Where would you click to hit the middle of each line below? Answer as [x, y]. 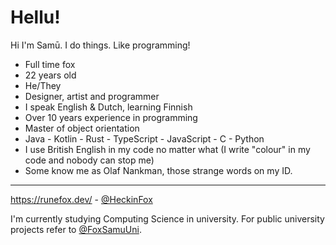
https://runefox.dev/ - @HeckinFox [81, 199]
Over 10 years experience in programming [111, 117]
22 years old [50, 75]
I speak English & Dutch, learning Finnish [108, 107]
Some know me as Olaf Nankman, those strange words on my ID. [158, 170]
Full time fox [50, 64]
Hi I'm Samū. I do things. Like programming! [100, 45]
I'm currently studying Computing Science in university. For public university [167, 218]
